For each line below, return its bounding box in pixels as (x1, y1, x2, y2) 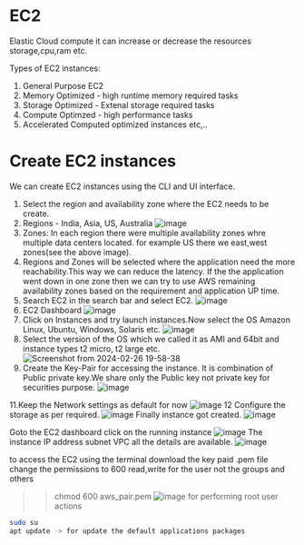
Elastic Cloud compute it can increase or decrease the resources (9, 35, 252, 46)
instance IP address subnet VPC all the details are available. (9, 436, 233, 447)
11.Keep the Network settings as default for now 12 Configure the (9, 399, 286, 410)
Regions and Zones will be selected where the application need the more (22, 256, 296, 267)
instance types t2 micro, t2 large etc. (22, 342, 161, 354)
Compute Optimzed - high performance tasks (22, 109, 193, 120)
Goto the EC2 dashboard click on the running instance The (9, 426, 263, 437)
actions (54, 500, 83, 511)
